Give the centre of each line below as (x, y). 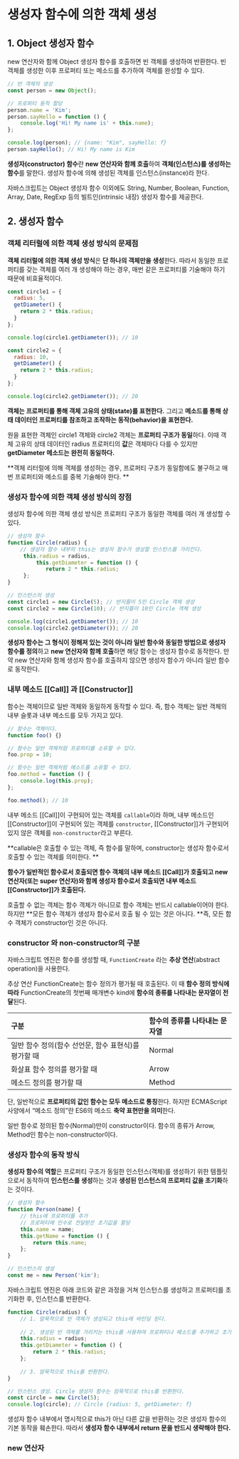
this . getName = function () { (65, 1236)
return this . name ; (60, 1243)
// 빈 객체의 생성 (30, 84)
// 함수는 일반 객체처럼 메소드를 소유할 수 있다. (70, 768)
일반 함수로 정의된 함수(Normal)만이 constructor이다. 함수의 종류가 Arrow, (111, 1125)
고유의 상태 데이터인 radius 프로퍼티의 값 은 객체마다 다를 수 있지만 (106, 444)
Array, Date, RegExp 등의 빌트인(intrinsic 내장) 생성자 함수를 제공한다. (106, 197)
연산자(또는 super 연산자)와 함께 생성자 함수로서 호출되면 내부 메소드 (102, 881)
